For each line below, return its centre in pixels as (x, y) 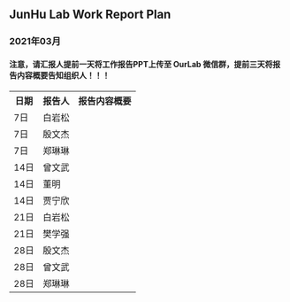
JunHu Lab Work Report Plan (90, 15)
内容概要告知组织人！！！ (63, 75)
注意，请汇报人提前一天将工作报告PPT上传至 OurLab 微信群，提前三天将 (141, 64)
